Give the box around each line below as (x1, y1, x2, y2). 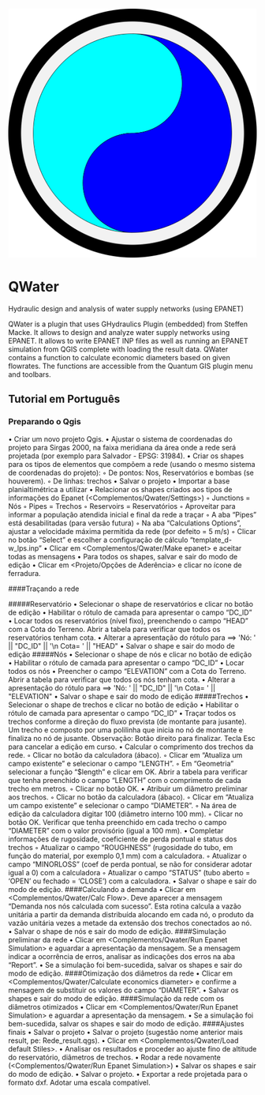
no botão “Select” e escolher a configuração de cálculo (8, 535, 188, 544)
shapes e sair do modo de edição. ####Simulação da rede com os (8, 993, 225, 1003)
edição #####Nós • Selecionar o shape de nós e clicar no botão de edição (8, 649, 252, 659)
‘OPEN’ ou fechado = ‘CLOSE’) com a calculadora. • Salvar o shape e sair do (8, 876, 257, 886)
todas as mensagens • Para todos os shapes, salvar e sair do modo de (8, 551, 238, 561)
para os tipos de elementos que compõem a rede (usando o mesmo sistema (8, 459, 256, 468)
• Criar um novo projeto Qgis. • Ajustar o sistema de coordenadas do (8, 434, 233, 443)
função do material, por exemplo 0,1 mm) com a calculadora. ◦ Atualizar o (8, 851, 247, 860)
